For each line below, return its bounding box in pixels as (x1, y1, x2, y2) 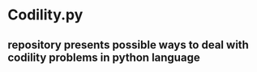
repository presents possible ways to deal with (7, 38, 249, 52)
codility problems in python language (7, 50, 200, 64)
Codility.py (7, 6, 84, 24)
